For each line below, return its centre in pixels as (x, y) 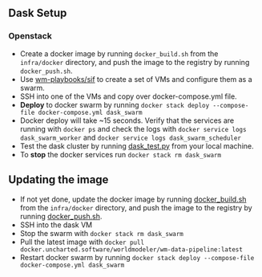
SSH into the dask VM (56, 225)
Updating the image (58, 180)
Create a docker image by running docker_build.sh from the (119, 53)
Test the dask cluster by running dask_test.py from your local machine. (137, 146)
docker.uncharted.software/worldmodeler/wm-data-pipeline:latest (131, 249)
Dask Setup (38, 13)
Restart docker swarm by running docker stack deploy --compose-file (137, 257)
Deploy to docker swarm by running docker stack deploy (115, 104)
